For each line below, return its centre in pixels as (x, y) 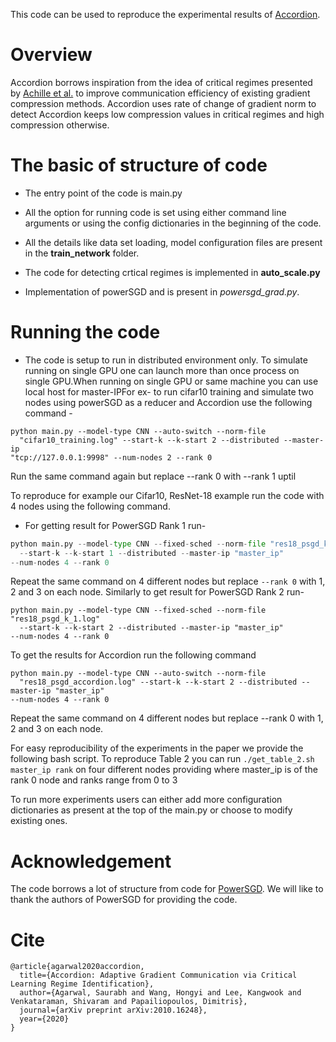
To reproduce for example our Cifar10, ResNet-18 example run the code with (167, 495)
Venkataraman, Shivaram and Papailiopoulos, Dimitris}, (129, 1002)
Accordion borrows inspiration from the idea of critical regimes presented (161, 82)
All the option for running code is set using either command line (155, 212)
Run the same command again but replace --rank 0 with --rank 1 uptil (153, 476)
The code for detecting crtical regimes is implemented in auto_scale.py (172, 272)
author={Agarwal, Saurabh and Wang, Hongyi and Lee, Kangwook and (160, 993)
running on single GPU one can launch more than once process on (162, 370)
